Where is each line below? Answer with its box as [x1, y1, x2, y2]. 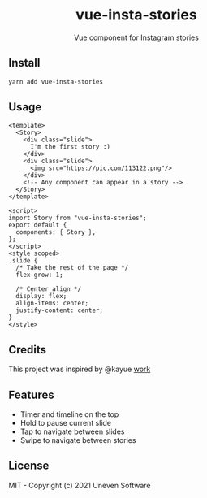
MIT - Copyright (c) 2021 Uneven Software [8, 480, 152, 490]
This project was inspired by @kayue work [8, 364, 151, 375]
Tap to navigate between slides [19, 427, 125, 436]
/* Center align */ [15, 285, 82, 293]
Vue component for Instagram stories [74, 32, 199, 42]
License [8, 459, 50, 473]
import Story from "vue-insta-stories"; [8, 214, 148, 223]
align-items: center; [15, 299, 89, 308]
